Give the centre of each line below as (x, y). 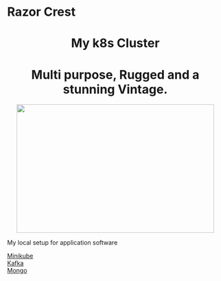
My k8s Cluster (115, 44)
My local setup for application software (62, 243)
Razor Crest (42, 12)
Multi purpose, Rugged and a (115, 74)
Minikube (20, 256)
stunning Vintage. (115, 89)
